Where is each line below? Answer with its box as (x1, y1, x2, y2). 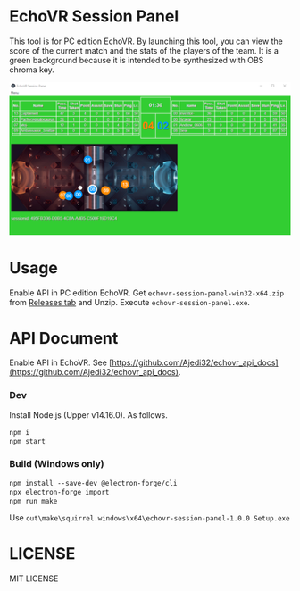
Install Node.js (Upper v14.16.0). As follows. (9, 409, 168, 420)
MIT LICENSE (9, 573, 59, 584)
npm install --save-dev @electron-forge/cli (9, 479, 178, 488)
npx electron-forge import (9, 488, 110, 497)
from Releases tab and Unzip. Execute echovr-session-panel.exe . (9, 296, 250, 307)
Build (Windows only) (9, 457, 104, 470)
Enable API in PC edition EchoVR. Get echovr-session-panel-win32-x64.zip (9, 287, 284, 298)
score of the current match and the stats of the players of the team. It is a (9, 45, 279, 55)
